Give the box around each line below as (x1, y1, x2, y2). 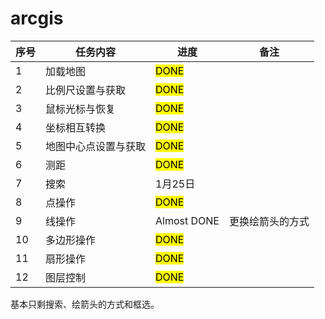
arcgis (10, 7, 64, 30)
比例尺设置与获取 (45, 83, 127, 97)
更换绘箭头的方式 (228, 214, 310, 228)
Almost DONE (155, 213, 220, 227)
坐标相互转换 (45, 120, 107, 134)
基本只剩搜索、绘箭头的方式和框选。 (10, 298, 160, 310)
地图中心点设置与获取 (45, 139, 147, 153)
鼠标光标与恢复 (45, 102, 117, 116)
